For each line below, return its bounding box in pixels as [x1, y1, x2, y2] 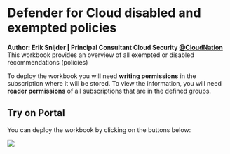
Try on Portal [7, 107, 65, 119]
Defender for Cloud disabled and [7, 5, 201, 21]
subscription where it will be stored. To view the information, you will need [7, 79, 222, 87]
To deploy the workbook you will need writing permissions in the [7, 72, 196, 80]
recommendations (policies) [7, 58, 88, 66]
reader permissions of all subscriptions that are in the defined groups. [7, 86, 212, 95]
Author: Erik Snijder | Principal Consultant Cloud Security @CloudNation [7, 43, 223, 51]
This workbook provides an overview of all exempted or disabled [7, 51, 194, 59]
